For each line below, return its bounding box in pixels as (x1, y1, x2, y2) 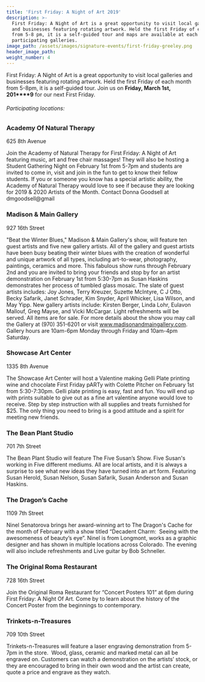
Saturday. (6, 333, 31, 341)
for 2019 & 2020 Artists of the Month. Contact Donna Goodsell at (6, 188, 169, 196)
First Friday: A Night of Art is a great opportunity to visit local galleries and (6, 71, 193, 78)
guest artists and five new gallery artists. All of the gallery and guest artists (6, 242, 195, 250)
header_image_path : (6, 49, 56, 55)
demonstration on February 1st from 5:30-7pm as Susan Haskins (6, 275, 168, 282)
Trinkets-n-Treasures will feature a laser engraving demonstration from (6, 642, 185, 650)
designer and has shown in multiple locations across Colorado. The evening (6, 541, 197, 548)
